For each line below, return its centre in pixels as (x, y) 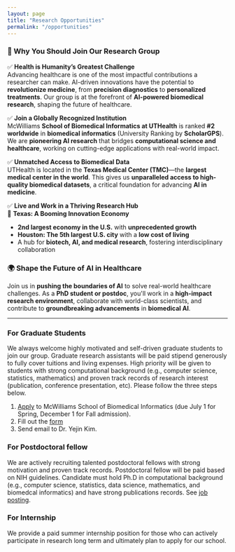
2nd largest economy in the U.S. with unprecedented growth (107, 227)
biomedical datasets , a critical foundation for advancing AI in (118, 184)
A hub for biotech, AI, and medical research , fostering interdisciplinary (120, 242)
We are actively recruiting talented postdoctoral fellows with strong (104, 462)
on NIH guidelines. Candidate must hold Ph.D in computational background (115, 477)
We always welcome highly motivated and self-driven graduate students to (115, 349)
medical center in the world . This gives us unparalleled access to (103, 177)
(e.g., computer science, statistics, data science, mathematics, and (104, 485)
